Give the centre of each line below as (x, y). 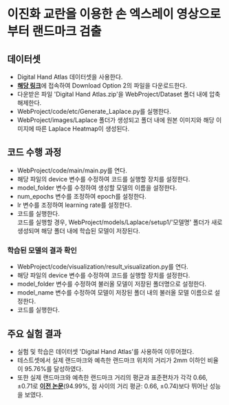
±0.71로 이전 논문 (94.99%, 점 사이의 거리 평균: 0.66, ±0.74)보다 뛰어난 (112, 386)
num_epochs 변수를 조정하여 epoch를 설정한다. (81, 196)
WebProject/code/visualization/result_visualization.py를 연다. (103, 267)
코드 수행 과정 (34, 152)
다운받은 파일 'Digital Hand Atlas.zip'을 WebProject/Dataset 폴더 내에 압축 (119, 94)
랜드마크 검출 (67, 31)
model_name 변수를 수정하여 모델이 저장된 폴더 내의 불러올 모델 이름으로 (115, 293)
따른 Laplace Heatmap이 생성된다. (82, 129)
